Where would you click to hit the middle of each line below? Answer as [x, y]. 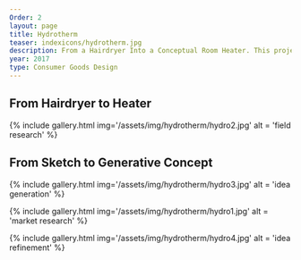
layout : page [34, 26]
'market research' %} [48, 221]
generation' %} [37, 194]
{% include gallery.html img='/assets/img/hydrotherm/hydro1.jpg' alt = [139, 211]
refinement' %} [37, 247]
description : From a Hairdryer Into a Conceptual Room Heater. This [140, 51]
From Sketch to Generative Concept [111, 163]
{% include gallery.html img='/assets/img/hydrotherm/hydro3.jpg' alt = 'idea [150, 184]
